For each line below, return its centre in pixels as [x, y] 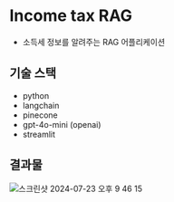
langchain [41, 105]
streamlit [39, 134]
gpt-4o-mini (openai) [62, 124]
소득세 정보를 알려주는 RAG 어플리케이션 [94, 42]
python [36, 95]
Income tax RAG [71, 16]
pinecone [40, 115]
